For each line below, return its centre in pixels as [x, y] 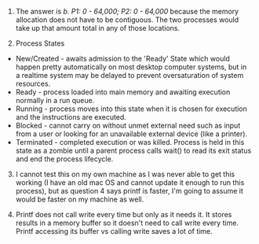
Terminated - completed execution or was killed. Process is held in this [130, 142]
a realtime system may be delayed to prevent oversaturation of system [129, 75]
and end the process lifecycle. [64, 159]
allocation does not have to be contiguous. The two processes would [127, 20]
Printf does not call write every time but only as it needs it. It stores [124, 214]
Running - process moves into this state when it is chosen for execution [131, 109]
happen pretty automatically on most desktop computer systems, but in [131, 67]
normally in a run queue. [55, 100]
